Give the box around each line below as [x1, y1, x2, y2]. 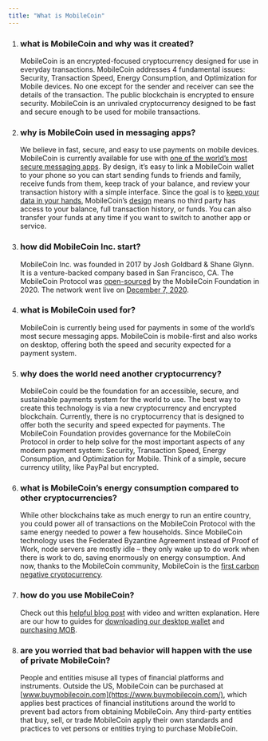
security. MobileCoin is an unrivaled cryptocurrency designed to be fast [19, 98, 256, 108]
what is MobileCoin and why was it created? [19, 37, 194, 49]
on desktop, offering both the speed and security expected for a [19, 340, 231, 349]
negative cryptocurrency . [19, 570, 104, 579]
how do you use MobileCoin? [19, 589, 135, 601]
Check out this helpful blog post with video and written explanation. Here [19, 608, 260, 617]
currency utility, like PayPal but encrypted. [19, 463, 160, 472]
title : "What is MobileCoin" [8, 11, 105, 20]
